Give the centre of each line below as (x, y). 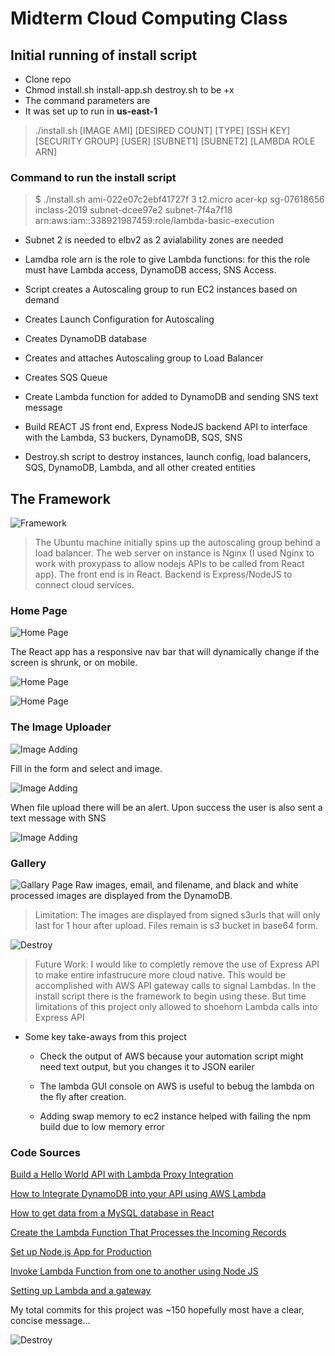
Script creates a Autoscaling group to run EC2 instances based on (161, 289)
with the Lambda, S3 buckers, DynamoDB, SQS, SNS (133, 438)
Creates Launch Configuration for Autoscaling (119, 319)
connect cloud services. (84, 585)
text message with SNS (58, 818)
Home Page (39, 611)
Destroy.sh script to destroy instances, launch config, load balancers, (168, 457)
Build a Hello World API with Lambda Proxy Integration (122, 1174)
